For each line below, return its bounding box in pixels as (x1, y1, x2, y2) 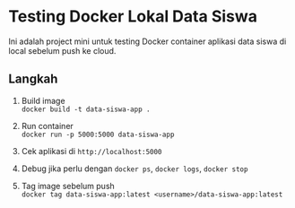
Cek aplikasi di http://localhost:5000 (21, 145, 162, 156)
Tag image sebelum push (21, 180, 116, 191)
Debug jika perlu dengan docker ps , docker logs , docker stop (21, 163, 248, 174)
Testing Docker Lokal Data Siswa (8, 6, 257, 27)
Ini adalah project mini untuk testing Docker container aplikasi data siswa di (8, 36, 287, 47)
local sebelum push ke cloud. (8, 45, 117, 56)
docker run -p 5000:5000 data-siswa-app (21, 130, 175, 139)
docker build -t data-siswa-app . (21, 105, 151, 114)
